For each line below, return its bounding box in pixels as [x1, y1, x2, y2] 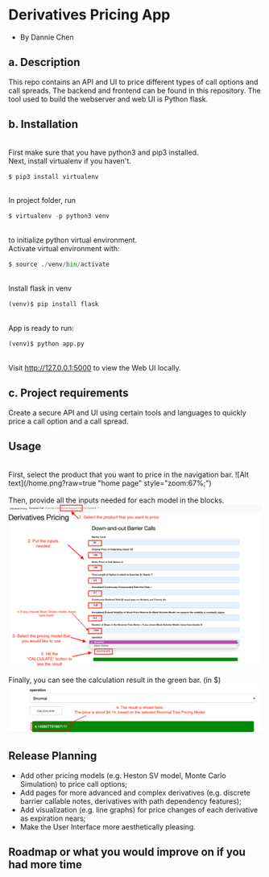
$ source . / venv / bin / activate [8, 260, 110, 269]
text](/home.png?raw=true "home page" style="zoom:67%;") [8, 478, 212, 488]
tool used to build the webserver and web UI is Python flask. [8, 94, 209, 104]
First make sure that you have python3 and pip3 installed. [8, 147, 199, 157]
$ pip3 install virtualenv [8, 172, 99, 180]
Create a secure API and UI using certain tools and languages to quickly [8, 407, 247, 417]
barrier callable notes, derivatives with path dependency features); [19, 796, 242, 806]
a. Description [8, 56, 81, 69]
